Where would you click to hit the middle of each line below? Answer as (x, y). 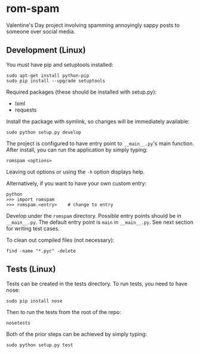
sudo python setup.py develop (44, 132)
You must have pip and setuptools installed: (60, 64)
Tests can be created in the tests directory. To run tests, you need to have (97, 284)
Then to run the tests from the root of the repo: (64, 312)
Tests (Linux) (31, 270)
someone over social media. (41, 31)
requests (26, 110)
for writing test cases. (33, 228)
